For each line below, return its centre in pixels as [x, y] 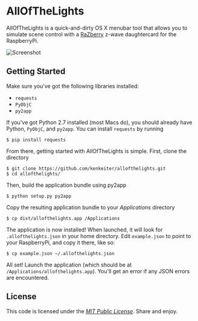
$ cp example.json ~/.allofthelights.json [60, 253]
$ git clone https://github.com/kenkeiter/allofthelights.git [86, 168]
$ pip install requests [36, 140]
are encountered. [28, 277]
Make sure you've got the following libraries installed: [73, 86]
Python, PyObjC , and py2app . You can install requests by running [85, 129]
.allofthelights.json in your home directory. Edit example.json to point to [99, 236]
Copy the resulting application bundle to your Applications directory [91, 207]
